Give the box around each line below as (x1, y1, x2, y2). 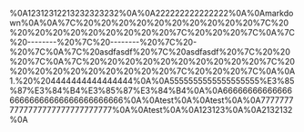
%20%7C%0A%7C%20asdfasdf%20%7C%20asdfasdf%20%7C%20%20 (9, 46, 291, 57)
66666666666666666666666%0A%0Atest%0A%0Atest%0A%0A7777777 (9, 95, 294, 106)
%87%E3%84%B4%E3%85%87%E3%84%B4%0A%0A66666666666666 (9, 86, 293, 96)
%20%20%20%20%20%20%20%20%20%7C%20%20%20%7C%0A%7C (9, 27, 296, 37)
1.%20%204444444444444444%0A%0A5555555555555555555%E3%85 (9, 76, 295, 86)
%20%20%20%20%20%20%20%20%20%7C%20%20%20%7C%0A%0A (9, 66, 296, 76)
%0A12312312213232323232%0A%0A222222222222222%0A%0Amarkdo (9, 8, 294, 18)
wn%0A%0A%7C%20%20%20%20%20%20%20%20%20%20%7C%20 (9, 17, 289, 28)
